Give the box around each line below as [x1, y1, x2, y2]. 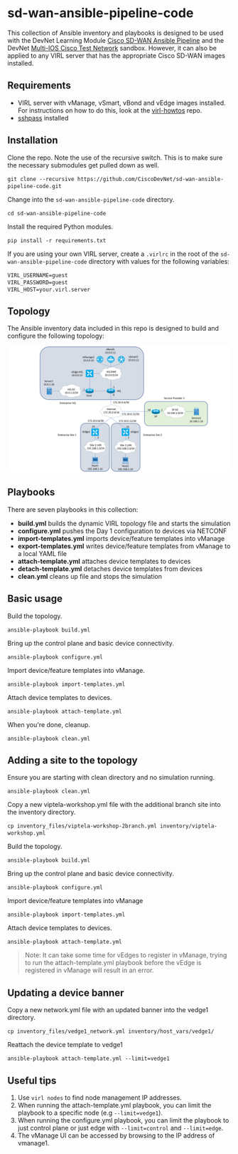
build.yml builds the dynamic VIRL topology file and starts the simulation [17, 519, 231, 527]
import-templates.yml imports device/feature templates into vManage [17, 534, 225, 542]
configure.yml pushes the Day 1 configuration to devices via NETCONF [17, 526, 227, 535]
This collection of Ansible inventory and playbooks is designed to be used [7, 29, 224, 37]
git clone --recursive [7, 175, 75, 182]
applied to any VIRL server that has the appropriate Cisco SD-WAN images [7, 51, 226, 60]
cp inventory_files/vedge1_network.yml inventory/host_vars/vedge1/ [7, 1028, 215, 1035]
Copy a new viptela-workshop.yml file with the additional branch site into [7, 800, 222, 809]
